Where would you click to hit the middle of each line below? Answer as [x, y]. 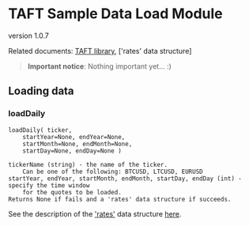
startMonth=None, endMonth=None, [77, 144]
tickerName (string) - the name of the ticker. [88, 164]
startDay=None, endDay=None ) [72, 151]
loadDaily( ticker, [40, 130]
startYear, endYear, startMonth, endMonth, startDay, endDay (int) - [125, 179]
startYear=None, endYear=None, [74, 137]
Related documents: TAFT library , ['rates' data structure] [100, 51]
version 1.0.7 [29, 36]
